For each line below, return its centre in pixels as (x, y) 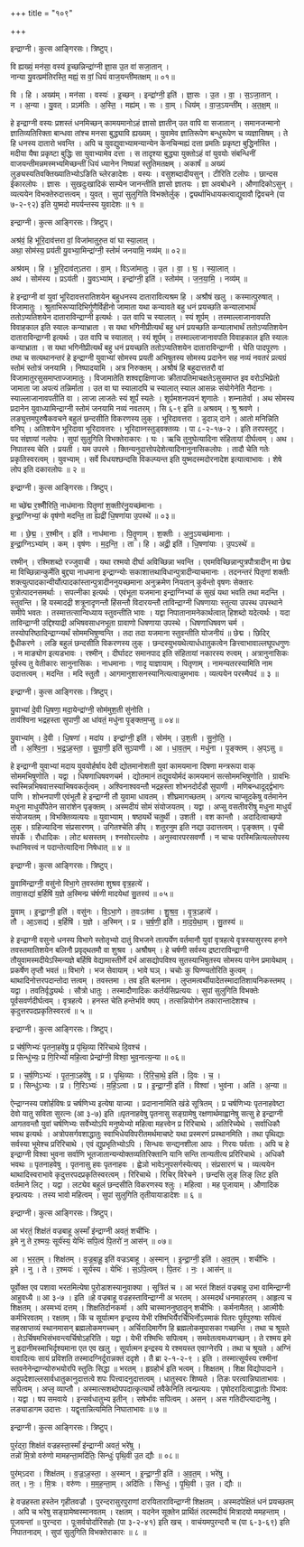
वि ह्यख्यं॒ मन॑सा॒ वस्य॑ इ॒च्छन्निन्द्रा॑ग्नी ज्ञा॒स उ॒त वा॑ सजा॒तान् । (90, 66)
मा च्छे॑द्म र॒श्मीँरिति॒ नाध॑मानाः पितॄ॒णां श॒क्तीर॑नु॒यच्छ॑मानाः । (87, 505)
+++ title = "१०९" (41, 13)
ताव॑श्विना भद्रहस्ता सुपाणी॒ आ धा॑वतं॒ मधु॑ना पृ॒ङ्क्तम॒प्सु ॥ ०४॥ (95, 720)
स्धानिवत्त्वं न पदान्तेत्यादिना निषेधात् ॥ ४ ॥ (70, 847)
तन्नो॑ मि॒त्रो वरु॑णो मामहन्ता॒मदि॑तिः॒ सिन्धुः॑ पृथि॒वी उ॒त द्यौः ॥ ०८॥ (95, 1455)
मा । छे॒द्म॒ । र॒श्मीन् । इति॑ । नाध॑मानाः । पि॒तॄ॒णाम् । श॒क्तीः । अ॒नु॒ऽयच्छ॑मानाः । (120, 533)
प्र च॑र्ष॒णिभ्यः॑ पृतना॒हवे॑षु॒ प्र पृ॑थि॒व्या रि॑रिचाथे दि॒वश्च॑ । (79, 1047)
